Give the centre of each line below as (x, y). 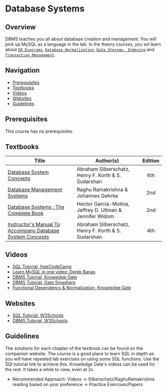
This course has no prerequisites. (39, 131)
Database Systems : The (36, 207)
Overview (21, 27)
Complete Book (26, 213)
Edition (151, 161)
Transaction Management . (30, 55)
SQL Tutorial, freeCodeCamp (42, 267)
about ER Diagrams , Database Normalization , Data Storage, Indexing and (80, 49)
